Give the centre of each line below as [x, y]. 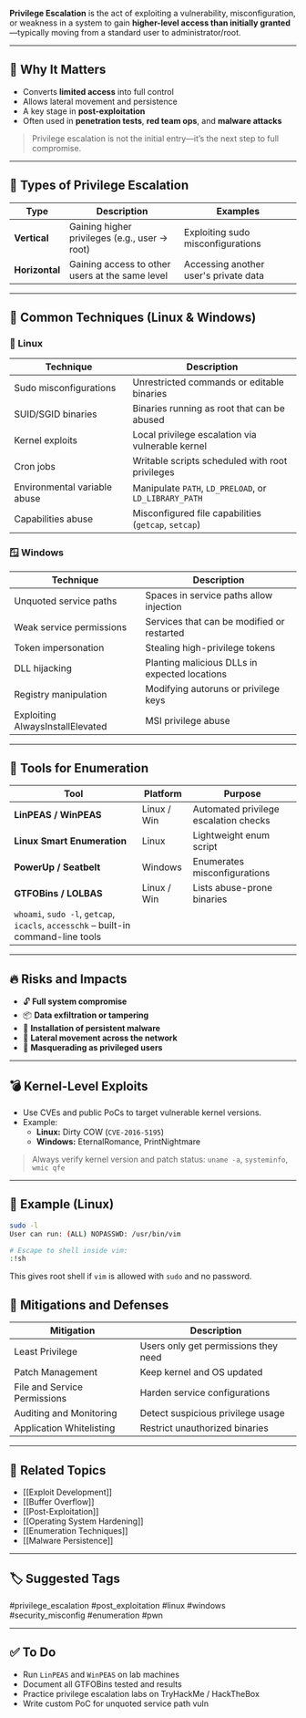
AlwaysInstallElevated [61, 726]
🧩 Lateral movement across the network [100, 1038]
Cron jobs [35, 467]
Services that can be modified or [215, 621]
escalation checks [231, 821]
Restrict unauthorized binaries [204, 1428]
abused [148, 420]
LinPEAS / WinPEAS [58, 815]
